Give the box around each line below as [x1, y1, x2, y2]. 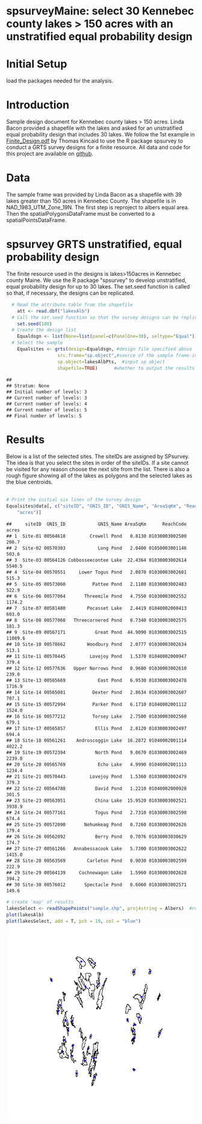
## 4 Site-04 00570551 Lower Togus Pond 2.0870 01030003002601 [6, 569, 187, 575]
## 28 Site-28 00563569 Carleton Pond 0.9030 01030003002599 [6, 858, 187, 864]
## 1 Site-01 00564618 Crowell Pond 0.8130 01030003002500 [6, 533, 187, 539]
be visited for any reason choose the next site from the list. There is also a [6, 465, 190, 472]
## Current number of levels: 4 [6, 401, 87, 407]
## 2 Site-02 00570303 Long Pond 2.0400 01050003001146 [6, 545, 187, 551]
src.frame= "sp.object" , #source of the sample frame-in [57, 352, 198, 358]
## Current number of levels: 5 [6, 407, 87, 413]
